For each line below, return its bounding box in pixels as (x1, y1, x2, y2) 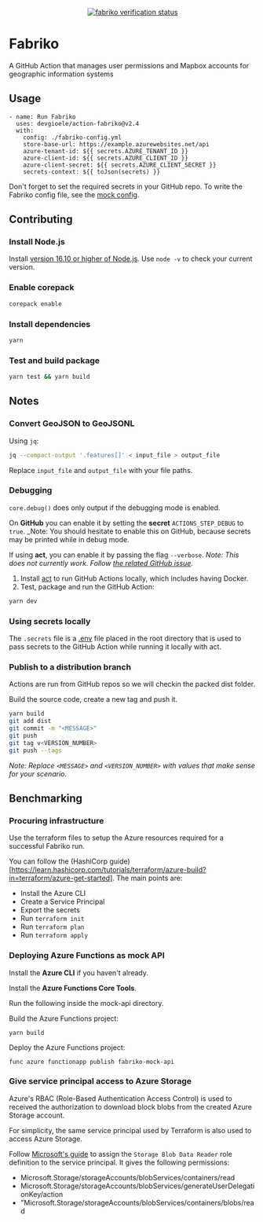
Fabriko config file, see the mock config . (9, 189, 140, 200)
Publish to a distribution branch (9, 661, 132, 672)
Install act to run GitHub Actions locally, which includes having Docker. (20, 574, 249, 583)
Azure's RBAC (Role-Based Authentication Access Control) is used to (9, 1093, 232, 1103)
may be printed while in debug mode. (9, 534, 130, 544)
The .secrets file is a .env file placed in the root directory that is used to (9, 633, 242, 643)
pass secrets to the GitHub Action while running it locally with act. (9, 641, 222, 651)
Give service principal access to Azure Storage (9, 1076, 192, 1087)
